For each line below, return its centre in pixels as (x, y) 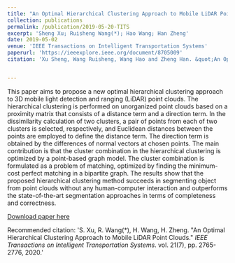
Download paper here (38, 216)
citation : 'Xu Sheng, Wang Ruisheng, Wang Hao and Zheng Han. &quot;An (114, 59)
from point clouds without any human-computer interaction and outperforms (117, 188)
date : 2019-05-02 (33, 40)
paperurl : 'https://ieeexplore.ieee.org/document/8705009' (95, 53)
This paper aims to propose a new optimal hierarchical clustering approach (115, 91)
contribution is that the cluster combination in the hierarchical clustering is (114, 150)
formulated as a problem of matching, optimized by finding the (97, 166)
